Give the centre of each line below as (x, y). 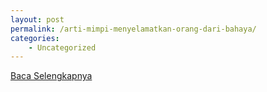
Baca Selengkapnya (51, 76)
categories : (35, 38)
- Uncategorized (62, 47)
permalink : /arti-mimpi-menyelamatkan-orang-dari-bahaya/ (133, 29)
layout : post (37, 19)
